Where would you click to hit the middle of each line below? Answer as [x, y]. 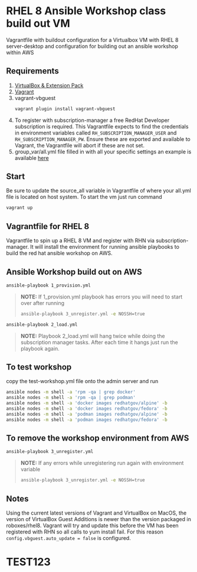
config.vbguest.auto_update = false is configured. [68, 538]
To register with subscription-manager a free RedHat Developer [92, 120]
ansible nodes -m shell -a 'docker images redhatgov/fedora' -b [87, 409]
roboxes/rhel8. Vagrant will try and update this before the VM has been [92, 526]
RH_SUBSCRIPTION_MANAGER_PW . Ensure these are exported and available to [102, 139]
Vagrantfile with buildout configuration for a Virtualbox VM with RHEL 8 [92, 40]
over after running [42, 303]
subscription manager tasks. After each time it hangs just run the [99, 342]
